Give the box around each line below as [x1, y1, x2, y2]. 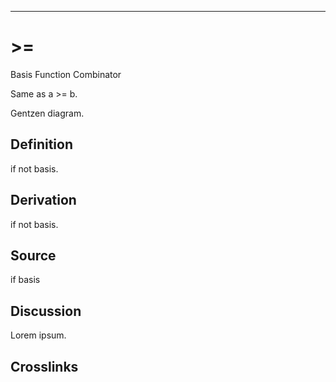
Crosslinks [10, 358, 79, 375]
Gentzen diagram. [10, 107, 85, 119]
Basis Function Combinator [10, 68, 122, 80]
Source [10, 247, 57, 264]
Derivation [10, 192, 77, 209]
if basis [10, 274, 41, 286]
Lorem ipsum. [10, 329, 67, 341]
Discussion [10, 302, 82, 320]
